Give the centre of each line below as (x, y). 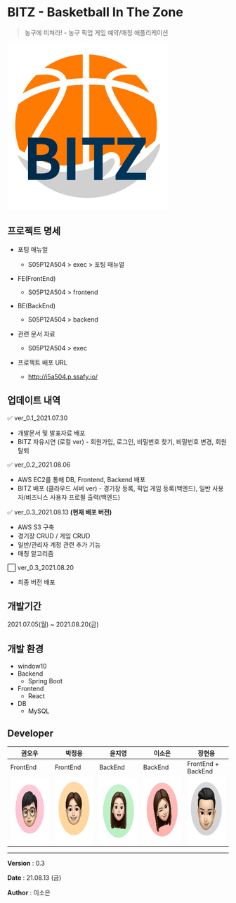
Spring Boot (45, 681)
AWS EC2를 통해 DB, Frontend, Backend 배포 (81, 479)
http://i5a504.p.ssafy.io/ (63, 377)
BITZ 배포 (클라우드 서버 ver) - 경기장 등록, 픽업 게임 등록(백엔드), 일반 (114, 488)
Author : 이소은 (29, 892)
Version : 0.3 (26, 863)
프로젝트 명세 (34, 231)
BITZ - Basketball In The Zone (96, 12)
